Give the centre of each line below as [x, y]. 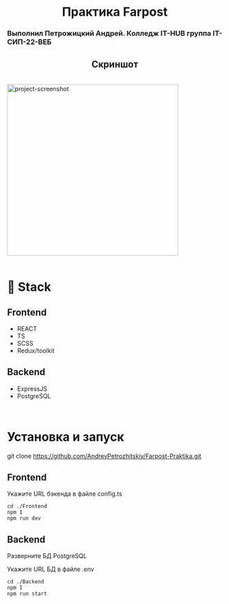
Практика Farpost [115, 12]
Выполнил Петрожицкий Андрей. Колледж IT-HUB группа [109, 34]
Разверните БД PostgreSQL [47, 556]
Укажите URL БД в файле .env [51, 569]
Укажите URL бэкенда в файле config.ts [65, 494]
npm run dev [24, 518]
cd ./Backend [26, 582]
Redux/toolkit [36, 350]
